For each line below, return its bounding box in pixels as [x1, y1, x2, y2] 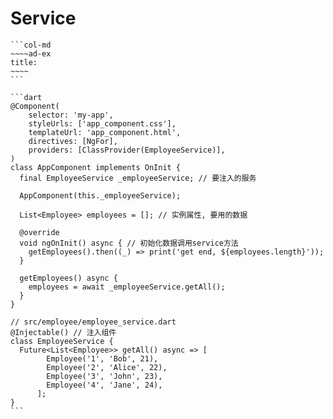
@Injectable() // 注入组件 [10, 327, 117, 337]
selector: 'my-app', [28, 110, 114, 120]
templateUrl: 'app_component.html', [28, 127, 182, 137]
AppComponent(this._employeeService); [19, 190, 182, 201]
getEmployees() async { [19, 273, 118, 283]
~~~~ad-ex [10, 48, 52, 59]
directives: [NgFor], [28, 136, 118, 146]
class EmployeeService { [10, 336, 114, 346]
